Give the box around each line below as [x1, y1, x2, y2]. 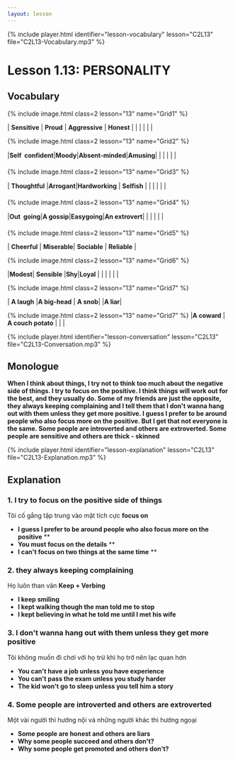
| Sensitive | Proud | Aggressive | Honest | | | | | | [7, 123, 154, 131]
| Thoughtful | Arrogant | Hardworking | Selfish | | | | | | [7, 182, 166, 190]
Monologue [7, 360, 59, 373]
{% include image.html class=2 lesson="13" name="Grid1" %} [7, 109, 188, 118]
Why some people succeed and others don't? [17, 737, 154, 746]
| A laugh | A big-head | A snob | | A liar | [7, 297, 122, 306]
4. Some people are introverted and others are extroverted [7, 700, 212, 710]
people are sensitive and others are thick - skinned [7, 432, 160, 441]
